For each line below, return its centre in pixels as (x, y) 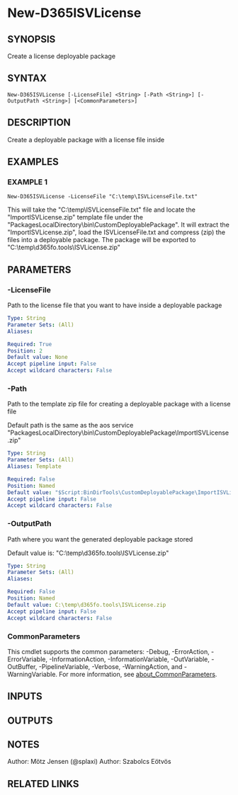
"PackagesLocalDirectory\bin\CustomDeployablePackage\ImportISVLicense (118, 433)
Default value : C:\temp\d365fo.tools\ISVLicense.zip (87, 605)
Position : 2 (25, 351)
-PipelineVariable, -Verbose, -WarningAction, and (110, 666)
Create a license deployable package (61, 56)
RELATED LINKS (43, 784)
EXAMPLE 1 (28, 182)
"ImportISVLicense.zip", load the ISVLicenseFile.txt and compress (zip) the (116, 232)
